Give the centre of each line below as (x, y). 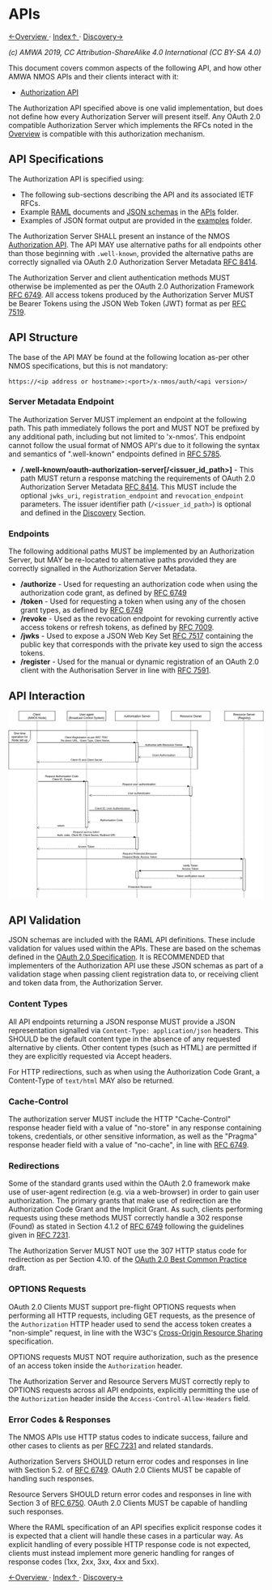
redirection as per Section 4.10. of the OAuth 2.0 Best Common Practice (127, 1259)
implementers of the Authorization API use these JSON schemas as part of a (136, 966)
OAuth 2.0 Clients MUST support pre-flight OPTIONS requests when (122, 1306)
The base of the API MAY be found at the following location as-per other (129, 357)
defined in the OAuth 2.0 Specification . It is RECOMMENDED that (117, 957)
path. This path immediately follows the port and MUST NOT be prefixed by (134, 428)
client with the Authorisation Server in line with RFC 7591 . (115, 670)
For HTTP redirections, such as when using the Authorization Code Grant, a (134, 1071)
